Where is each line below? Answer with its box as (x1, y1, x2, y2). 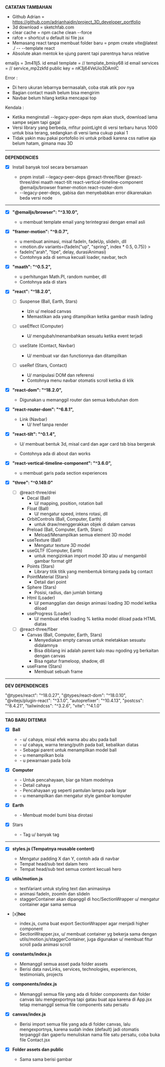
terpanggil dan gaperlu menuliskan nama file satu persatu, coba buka (19, 1031, 160, 1037)
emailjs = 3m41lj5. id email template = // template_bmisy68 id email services (5, 60, 159, 66)
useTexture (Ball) (27, 537, 61, 543)
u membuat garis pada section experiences (19, 470, 108, 476)
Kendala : (5, 105, 24, 110)
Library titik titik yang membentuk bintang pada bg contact (34, 568, 153, 575)
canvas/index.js (12, 1011, 46, 1017)
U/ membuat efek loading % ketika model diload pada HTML (34, 616, 156, 621)
